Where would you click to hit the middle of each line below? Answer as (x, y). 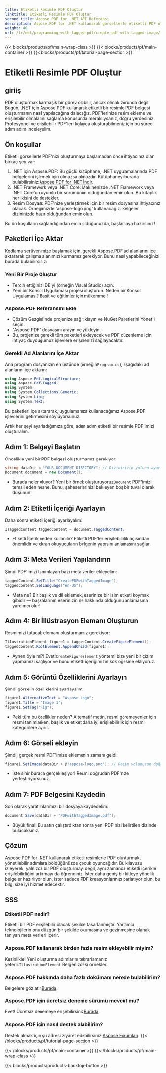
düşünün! (22, 493)
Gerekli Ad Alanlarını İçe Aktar (42, 353)
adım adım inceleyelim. (28, 129)
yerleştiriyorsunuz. (31, 779)
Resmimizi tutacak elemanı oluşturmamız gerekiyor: (58, 633)
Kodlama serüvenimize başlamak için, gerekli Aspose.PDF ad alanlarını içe (81, 251)
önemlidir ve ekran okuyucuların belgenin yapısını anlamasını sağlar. (81, 544)
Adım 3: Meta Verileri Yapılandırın (58, 560)
